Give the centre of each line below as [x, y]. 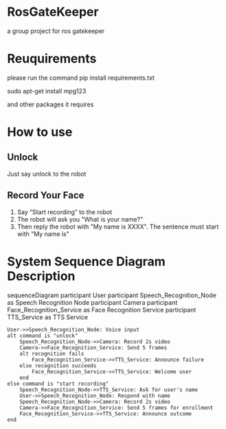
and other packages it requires [50, 104]
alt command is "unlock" [43, 336]
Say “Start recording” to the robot [65, 212]
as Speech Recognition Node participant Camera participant [92, 302]
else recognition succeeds [58, 366]
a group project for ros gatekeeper [56, 31]
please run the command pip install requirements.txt [81, 78]
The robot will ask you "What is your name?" [80, 219]
